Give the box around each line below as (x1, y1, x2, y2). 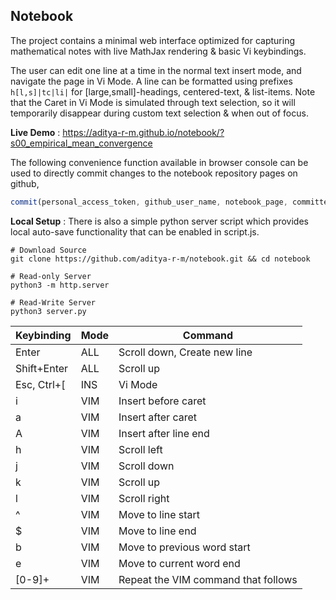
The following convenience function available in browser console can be (10, 156, 309, 168)
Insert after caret (118, 410, 198, 424)
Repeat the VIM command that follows (118, 572, 298, 586)
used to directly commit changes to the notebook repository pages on (10, 167, 298, 179)
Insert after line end (118, 426, 210, 440)
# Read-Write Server (10, 297, 97, 308)
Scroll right (118, 491, 170, 505)
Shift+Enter (15, 361, 69, 375)
